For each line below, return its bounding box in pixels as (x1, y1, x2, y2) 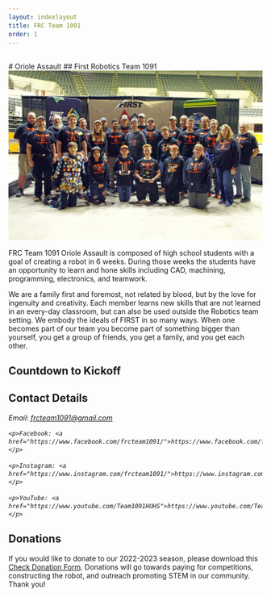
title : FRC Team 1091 (8, 21, 81, 30)
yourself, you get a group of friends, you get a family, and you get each (8, 332, 244, 342)
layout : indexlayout (8, 13, 78, 21)
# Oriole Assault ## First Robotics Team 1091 (8, 61, 157, 72)
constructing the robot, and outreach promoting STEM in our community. (8, 570, 251, 580)
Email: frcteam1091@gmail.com (8, 412, 113, 423)
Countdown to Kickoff (8, 364, 121, 378)
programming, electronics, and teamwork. (8, 273, 148, 283)
